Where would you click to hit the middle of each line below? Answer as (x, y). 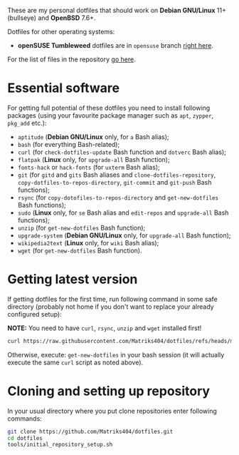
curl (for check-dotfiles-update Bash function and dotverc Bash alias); (122, 152)
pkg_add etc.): (27, 123)
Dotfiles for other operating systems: (61, 32)
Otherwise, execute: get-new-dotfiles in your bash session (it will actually (116, 354)
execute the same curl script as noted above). (75, 362)
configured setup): (34, 314)
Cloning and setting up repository (109, 391)
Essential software (63, 88)
